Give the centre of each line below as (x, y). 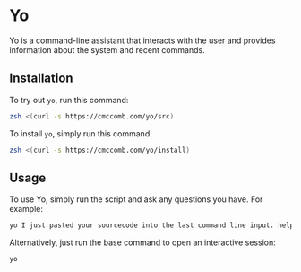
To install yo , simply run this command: (81, 133)
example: (26, 209)
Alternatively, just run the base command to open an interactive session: (142, 242)
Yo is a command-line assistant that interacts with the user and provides (142, 40)
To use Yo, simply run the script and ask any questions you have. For (136, 199)
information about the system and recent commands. (107, 49)
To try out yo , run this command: (69, 100)
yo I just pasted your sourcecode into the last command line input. (142, 225)
